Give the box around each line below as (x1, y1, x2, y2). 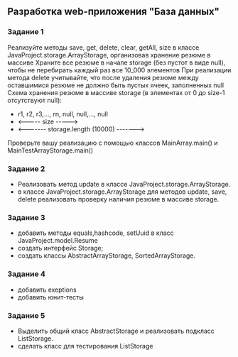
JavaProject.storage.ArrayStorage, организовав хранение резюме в (7, 50, 211, 59)
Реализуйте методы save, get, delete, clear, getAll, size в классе (7, 43, 200, 52)
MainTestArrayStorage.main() (7, 145, 94, 155)
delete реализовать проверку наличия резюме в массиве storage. (17, 194, 220, 203)
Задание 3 (7, 212, 45, 222)
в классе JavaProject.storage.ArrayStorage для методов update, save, (17, 187, 227, 196)
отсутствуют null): (7, 96, 63, 104)
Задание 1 (7, 27, 44, 37)
